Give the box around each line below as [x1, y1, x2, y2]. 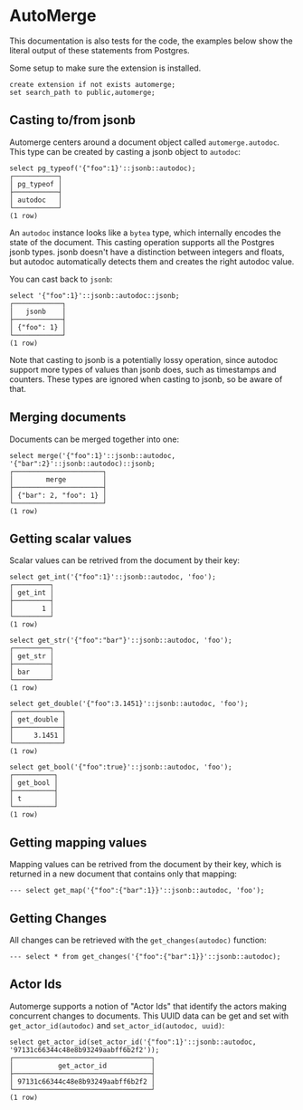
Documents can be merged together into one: [9, 434, 179, 445]
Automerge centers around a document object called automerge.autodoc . [9, 137, 280, 148]
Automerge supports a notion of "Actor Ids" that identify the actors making [9, 1000, 288, 1011]
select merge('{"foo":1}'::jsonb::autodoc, [9, 451, 176, 460]
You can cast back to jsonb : [9, 273, 113, 284]
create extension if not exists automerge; [9, 80, 176, 89]
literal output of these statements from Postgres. [9, 44, 190, 55]
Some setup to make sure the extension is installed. [9, 62, 202, 73]
